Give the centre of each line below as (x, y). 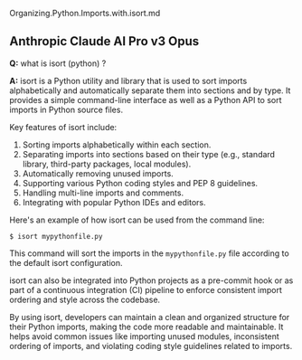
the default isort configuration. (66, 262)
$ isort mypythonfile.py (56, 236)
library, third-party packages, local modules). (107, 164)
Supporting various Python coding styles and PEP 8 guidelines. (140, 183)
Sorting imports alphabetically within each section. (117, 145)
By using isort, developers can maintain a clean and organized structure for (150, 317)
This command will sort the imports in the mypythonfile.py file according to (149, 253)
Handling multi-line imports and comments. (103, 193)
